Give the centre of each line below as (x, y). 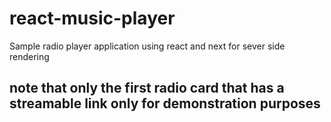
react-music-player (92, 18)
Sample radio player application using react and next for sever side (147, 46)
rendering (29, 56)
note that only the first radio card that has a (147, 88)
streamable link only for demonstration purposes (165, 103)
